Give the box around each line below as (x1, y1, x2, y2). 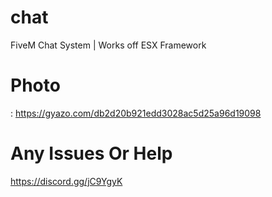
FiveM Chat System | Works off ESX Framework (10, 39, 207, 51)
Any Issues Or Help (10, 142, 173, 165)
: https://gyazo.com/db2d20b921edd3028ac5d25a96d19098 (10, 107, 262, 119)
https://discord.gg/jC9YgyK (10, 175, 123, 187)
